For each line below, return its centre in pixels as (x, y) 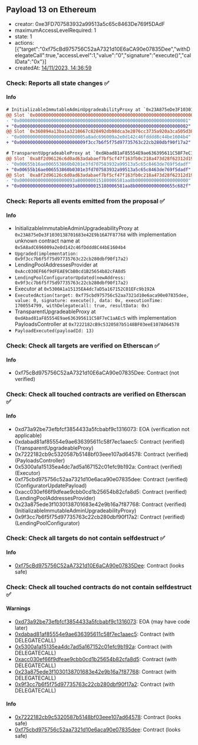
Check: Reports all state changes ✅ (58, 83)
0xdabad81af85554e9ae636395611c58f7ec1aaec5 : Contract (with (95, 634)
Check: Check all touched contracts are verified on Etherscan (96, 395)
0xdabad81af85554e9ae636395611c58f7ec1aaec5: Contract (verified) (100, 441)
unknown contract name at (47, 241)
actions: (24, 42)
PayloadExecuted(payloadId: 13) (54, 331)
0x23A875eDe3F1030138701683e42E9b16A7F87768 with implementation (95, 235)
